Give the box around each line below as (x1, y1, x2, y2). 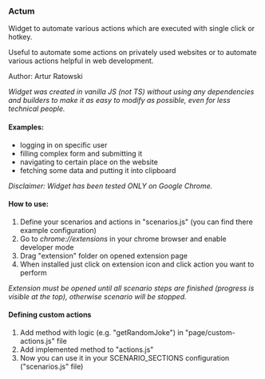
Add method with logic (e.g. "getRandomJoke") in (19, 327, 184, 337)
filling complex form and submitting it (19, 148, 143, 158)
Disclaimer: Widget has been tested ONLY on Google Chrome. (8, 181, 213, 191)
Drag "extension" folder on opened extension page (19, 251, 188, 260)
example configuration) (19, 225, 97, 235)
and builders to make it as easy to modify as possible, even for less (8, 96, 231, 105)
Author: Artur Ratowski (8, 72, 83, 81)
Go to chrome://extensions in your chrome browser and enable (19, 234, 227, 243)
